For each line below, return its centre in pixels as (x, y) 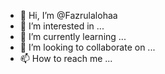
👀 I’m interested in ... (62, 26)
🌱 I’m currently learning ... (73, 36)
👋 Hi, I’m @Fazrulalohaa (68, 15)
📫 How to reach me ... (66, 58)
